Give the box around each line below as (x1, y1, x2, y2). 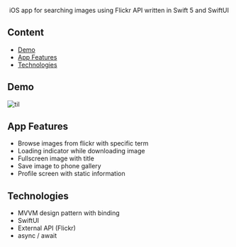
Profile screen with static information (17, 170, 125, 178)
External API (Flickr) (17, 224, 77, 233)
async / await (17, 231, 57, 240)
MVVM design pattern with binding (17, 209, 120, 217)
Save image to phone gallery (17, 162, 101, 170)
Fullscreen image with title (17, 154, 94, 163)
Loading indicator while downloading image (17, 147, 145, 155)
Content (7, 26, 45, 38)
